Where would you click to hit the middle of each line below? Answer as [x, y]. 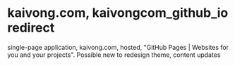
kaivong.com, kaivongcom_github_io [118, 13]
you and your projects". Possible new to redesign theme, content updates [114, 55]
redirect [31, 28]
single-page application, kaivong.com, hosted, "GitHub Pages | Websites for [118, 47]
